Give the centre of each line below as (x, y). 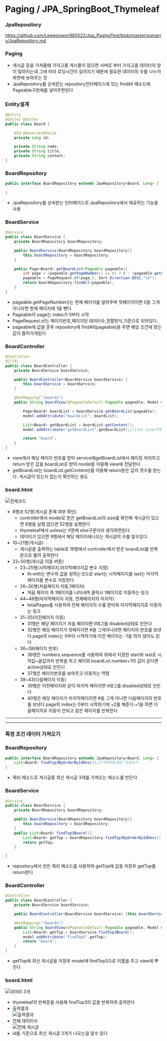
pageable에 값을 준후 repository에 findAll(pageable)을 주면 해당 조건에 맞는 (87, 327)
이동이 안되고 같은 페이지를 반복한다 (83, 711)
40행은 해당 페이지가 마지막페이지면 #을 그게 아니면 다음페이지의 (90, 698)
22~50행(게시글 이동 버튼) (38, 562)
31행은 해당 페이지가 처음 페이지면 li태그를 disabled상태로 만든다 (90, 624)
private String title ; (38, 151)
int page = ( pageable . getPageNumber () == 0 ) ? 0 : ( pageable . (89, 274)
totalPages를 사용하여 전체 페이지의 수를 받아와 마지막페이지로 (88, 605)
